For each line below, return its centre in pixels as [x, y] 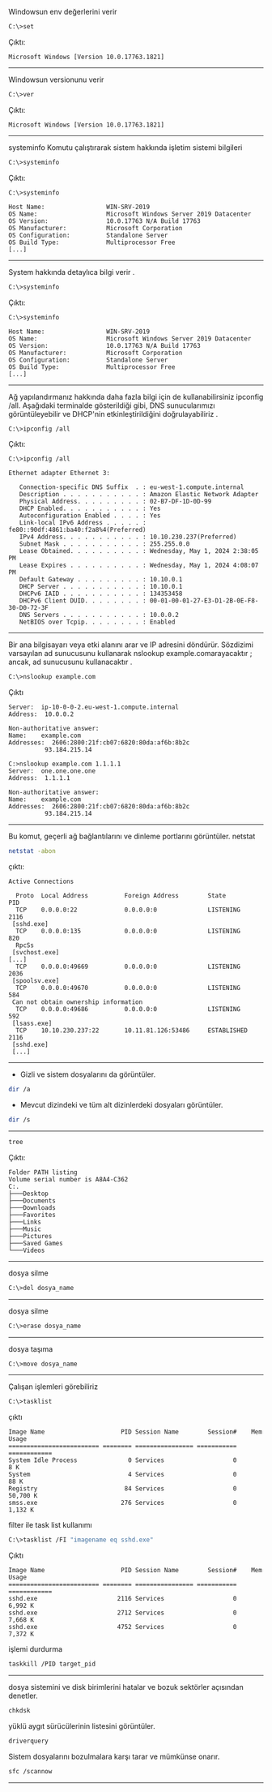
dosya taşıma [31, 1348]
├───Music [25, 1229]
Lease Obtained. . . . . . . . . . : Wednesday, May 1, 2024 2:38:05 [139, 551]
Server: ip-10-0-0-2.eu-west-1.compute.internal [94, 707]
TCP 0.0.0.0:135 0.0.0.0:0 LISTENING [128, 932]
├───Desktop [28, 1194]
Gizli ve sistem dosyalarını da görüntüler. [88, 1074]
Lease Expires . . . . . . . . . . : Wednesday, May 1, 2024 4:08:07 [139, 566]
